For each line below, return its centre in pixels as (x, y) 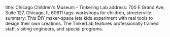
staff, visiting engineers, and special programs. (54, 29)
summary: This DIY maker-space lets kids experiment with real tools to (79, 18)
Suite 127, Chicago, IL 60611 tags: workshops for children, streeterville (78, 13)
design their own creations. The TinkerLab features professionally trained (82, 23)
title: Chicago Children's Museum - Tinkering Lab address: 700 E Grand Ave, (85, 7)
